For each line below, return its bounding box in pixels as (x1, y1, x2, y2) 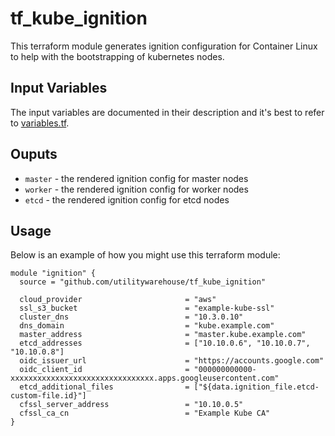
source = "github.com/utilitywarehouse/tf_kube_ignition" (19, 277, 267, 287)
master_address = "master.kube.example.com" (19, 330, 307, 340)
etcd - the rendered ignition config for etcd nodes (24, 193, 230, 206)
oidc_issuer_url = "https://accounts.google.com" (19, 356, 325, 366)
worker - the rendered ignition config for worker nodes (24, 183, 249, 195)
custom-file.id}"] (10, 391, 87, 401)
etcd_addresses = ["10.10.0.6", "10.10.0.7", (19, 338, 311, 349)
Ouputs (10, 146, 58, 163)
